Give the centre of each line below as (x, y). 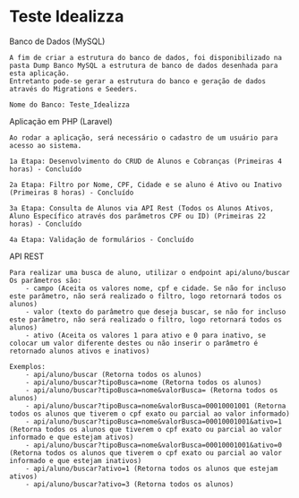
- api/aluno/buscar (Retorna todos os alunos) (114, 374)
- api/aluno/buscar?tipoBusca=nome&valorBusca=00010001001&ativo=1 (154, 421)
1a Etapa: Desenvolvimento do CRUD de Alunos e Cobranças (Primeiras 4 (145, 161)
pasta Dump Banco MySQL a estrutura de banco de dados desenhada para (144, 65)
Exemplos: (28, 366)
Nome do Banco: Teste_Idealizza (69, 105)
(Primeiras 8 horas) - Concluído (72, 193)
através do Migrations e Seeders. (74, 89)
